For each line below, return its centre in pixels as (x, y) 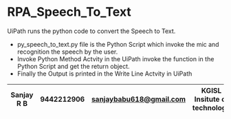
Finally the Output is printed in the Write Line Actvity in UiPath (104, 74)
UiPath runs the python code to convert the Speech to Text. (91, 31)
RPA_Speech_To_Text (69, 12)
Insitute (207, 99)
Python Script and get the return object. (73, 66)
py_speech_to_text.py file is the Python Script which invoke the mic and (118, 44)
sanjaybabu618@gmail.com (139, 99)
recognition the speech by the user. (67, 52)
